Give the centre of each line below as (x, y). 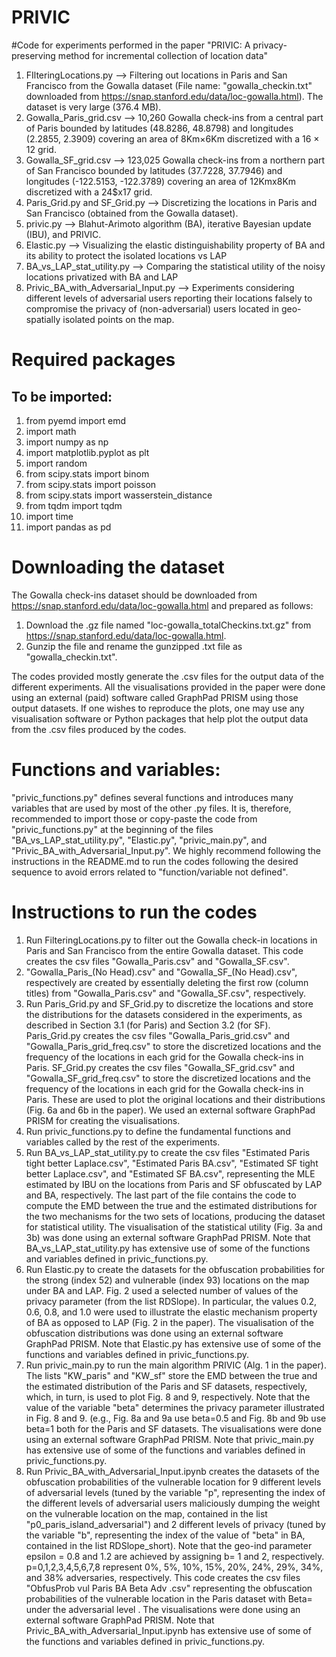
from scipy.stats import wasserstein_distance (119, 495)
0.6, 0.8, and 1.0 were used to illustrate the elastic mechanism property (171, 1312)
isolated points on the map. (118, 319)
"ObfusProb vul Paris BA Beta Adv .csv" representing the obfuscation (169, 1588)
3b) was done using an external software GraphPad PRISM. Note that (168, 1237)
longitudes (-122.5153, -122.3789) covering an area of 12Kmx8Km (161, 181)
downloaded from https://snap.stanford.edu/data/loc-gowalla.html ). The (174, 96)
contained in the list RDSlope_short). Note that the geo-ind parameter (169, 1545)
